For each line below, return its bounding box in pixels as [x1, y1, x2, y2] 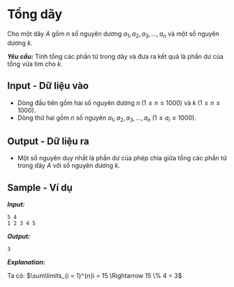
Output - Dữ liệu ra [7, 135, 89, 147]
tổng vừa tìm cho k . [7, 59, 63, 68]
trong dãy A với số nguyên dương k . [17, 161, 121, 170]
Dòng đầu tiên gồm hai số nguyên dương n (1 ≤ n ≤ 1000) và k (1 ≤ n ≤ [17, 98, 221, 107]
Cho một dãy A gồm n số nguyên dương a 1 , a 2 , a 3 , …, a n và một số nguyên [7, 29, 220, 39]
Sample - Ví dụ [7, 181, 73, 193]
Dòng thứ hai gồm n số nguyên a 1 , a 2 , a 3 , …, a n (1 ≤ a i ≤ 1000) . [17, 113, 197, 123]
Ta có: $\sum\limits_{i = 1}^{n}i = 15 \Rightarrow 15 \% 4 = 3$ [7, 271, 182, 279]
